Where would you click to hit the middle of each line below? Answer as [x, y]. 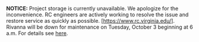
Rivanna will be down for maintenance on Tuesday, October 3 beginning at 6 [99, 27]
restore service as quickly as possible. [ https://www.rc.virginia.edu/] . [91, 21]
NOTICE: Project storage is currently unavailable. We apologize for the [92, 8]
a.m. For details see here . [37, 33]
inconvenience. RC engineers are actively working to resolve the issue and [97, 15]
